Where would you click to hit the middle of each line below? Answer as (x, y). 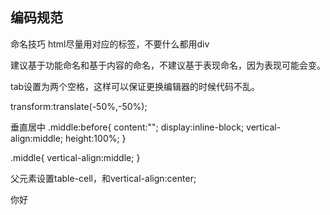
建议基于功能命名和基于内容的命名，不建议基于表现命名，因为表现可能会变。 (168, 65)
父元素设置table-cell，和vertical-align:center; (103, 178)
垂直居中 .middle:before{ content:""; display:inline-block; (127, 127)
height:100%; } (96, 138)
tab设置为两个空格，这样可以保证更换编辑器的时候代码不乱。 (135, 86)
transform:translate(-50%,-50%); (79, 106)
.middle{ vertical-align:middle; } (75, 157)
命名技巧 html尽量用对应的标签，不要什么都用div (110, 44)
